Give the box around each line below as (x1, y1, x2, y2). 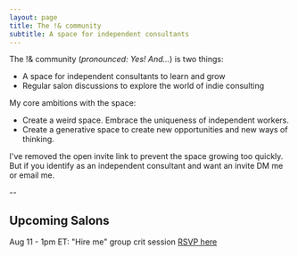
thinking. (21, 134, 55, 145)
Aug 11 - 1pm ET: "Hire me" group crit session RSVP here (9, 236, 218, 247)
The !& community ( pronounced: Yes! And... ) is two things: (9, 54, 224, 65)
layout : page (9, 12, 58, 22)
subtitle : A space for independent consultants (9, 29, 190, 38)
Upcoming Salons (9, 212, 110, 228)
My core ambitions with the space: (9, 98, 137, 108)
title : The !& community (9, 21, 102, 30)
